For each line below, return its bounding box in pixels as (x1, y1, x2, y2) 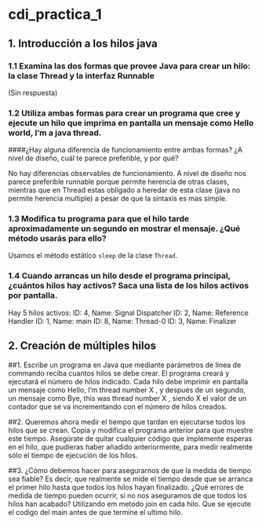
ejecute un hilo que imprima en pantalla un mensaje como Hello (8, 117, 254, 128)
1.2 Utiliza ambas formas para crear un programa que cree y (8, 108, 241, 119)
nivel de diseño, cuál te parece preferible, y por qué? (8, 153, 179, 163)
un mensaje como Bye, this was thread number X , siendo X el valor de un (8, 393, 247, 402)
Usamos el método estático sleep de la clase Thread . (8, 251, 178, 260)
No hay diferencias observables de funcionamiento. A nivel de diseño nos (8, 169, 247, 178)
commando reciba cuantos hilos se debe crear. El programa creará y (8, 368, 230, 378)
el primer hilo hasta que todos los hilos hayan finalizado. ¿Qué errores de (8, 482, 245, 492)
